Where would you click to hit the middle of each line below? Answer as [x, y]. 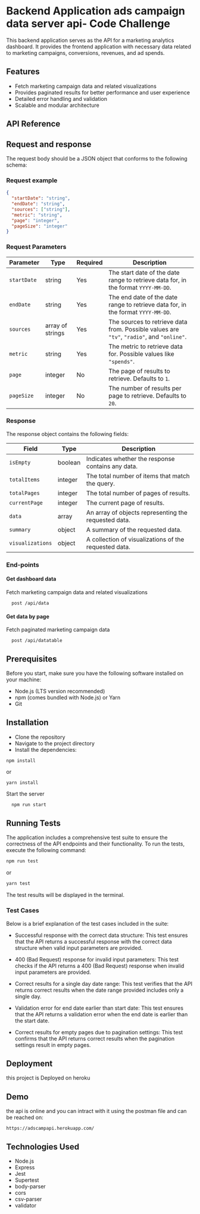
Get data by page [28, 616]
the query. [100, 483]
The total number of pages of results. [138, 493]
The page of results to [140, 371]
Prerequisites [32, 659]
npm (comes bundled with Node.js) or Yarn [68, 697]
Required [90, 262]
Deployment [29, 1063]
